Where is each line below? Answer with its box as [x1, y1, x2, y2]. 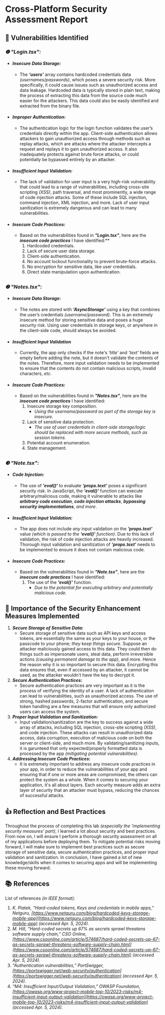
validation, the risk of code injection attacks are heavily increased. [19, 536, 154, 542]
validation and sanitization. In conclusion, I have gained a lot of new [5, 854, 142, 860]
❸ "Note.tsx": [5, 459, 39, 466]
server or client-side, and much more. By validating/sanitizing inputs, [19, 740, 160, 746]
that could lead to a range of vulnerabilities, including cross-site [19, 184, 149, 190]
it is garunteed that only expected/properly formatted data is [19, 745, 143, 751]
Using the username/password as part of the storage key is [34, 408, 156, 414]
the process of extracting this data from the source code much [19, 92, 147, 98]
